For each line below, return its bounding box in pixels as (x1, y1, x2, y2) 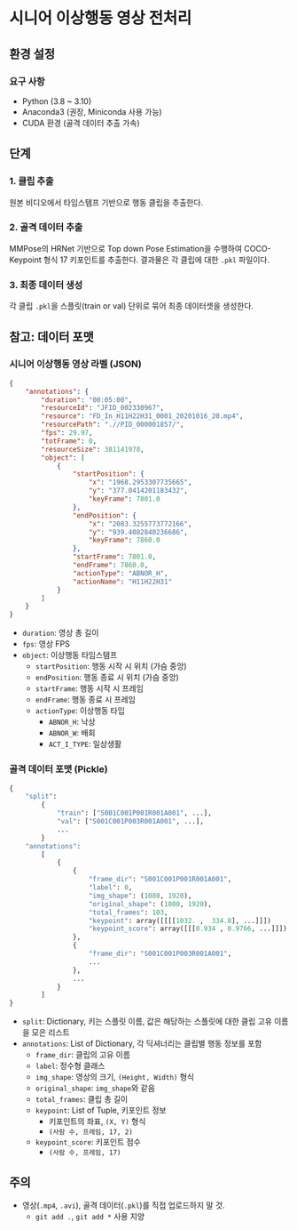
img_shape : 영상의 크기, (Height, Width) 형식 (35, 1072, 195, 1082)
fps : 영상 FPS (21, 639, 71, 649)
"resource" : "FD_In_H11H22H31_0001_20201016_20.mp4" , (41, 412, 244, 421)
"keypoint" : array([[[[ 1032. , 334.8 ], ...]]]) (88, 916, 272, 925)
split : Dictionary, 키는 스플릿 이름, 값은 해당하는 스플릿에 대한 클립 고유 (21, 1016, 273, 1027)
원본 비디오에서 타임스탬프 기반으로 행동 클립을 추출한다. (9, 197, 204, 207)
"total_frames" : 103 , (88, 908, 168, 917)
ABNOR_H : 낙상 (48, 717, 96, 728)
